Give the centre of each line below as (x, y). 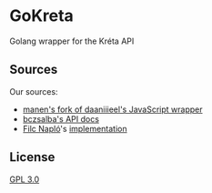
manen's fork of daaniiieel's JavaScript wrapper (112, 109)
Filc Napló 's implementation (75, 128)
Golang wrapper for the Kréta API (72, 41)
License (32, 157)
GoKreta (42, 16)
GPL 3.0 (25, 179)
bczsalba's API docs (61, 118)
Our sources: (34, 91)
